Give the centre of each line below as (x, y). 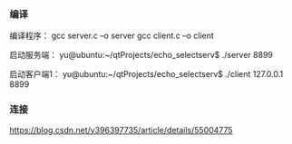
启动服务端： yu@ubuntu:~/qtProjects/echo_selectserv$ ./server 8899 (141, 55)
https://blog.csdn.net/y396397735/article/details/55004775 (121, 130)
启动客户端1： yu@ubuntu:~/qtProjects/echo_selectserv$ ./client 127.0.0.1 (146, 74)
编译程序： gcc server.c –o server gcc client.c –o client (112, 36)
